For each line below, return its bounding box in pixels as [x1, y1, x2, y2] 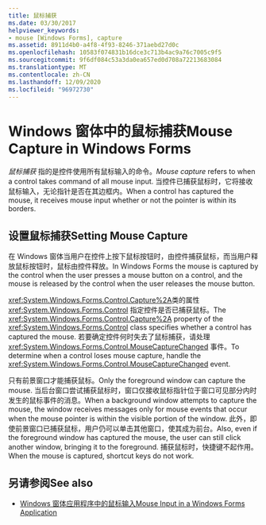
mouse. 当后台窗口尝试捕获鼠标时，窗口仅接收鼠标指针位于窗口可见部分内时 [8, 386, 257, 396]
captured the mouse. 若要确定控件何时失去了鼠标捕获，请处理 [8, 332, 210, 342]
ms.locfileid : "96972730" [8, 85, 94, 94]
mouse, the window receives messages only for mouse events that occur [8, 404, 248, 414]
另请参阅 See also [8, 476, 94, 489]
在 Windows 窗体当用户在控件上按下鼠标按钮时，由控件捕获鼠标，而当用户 [8, 252, 252, 261]
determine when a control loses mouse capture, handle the [8, 351, 201, 361]
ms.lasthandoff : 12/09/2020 [8, 78, 102, 86]
